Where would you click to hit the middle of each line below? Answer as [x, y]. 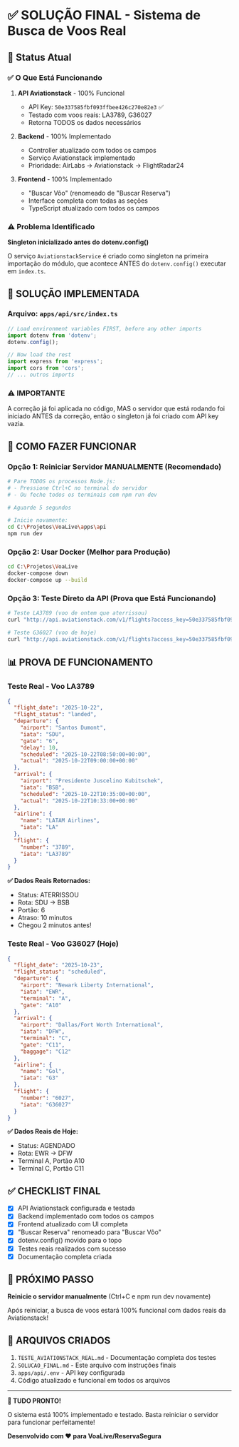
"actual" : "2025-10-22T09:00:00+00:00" [79, 761]
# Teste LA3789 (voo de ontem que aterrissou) [78, 613]
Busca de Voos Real [67, 31]
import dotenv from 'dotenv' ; [52, 336]
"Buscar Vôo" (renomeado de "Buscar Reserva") [99, 193]
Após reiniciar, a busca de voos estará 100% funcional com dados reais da [117, 1311]
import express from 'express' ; [55, 362]
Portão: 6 [31, 910]
